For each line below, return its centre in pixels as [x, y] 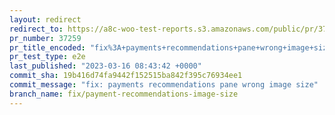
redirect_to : [36, 29]
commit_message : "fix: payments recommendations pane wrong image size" [164, 85]
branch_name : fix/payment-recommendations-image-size [124, 94]
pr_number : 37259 [45, 38]
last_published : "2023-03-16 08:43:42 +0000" [105, 66]
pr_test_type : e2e [47, 57]
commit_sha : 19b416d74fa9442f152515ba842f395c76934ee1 [126, 76]
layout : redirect [45, 19]
